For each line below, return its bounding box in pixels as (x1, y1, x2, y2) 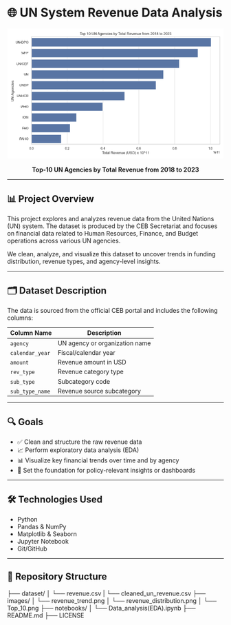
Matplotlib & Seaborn (16, 530, 77, 538)
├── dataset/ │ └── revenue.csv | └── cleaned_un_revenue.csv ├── (7, 589, 206, 597)
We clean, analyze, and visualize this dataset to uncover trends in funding (7, 250, 216, 258)
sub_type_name (10, 388, 51, 395)
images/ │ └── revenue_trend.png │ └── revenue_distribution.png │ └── (7, 596, 217, 604)
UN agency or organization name (57, 339, 151, 347)
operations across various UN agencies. (7, 236, 121, 245)
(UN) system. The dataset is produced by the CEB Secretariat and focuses (7, 222, 218, 230)
